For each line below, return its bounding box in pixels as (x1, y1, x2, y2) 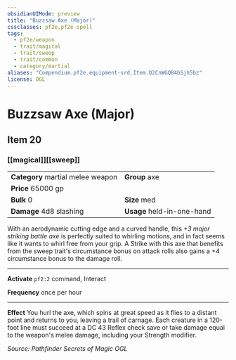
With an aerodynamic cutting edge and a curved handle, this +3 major (7, 224, 210, 233)
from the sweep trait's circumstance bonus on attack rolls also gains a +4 (7, 247, 220, 255)
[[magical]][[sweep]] (7, 155, 81, 165)
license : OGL (7, 75, 46, 83)
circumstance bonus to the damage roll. (7, 255, 123, 263)
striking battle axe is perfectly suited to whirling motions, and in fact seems (7, 232, 225, 240)
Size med (124, 195, 156, 205)
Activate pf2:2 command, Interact (7, 275, 107, 283)
